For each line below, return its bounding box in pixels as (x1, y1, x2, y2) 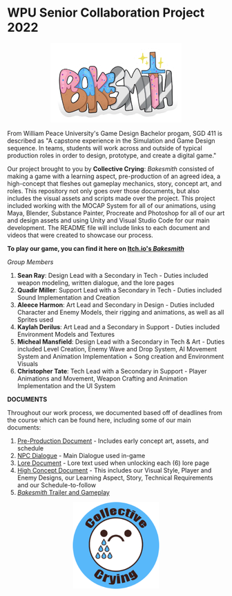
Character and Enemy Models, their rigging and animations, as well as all (17, 308, 224, 317)
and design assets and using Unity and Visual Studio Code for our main (7, 216, 210, 225)
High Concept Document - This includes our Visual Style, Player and (17, 466, 212, 475)
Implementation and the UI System (17, 382, 116, 390)
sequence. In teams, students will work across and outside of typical (7, 144, 202, 152)
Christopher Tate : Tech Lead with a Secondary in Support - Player (17, 367, 207, 376)
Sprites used (17, 315, 54, 324)
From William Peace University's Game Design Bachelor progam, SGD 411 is (7, 130, 223, 138)
